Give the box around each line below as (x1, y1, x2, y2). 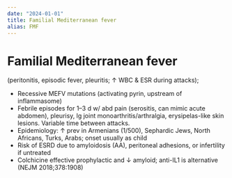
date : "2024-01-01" (7, 10, 64, 17)
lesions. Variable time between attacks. (17, 119, 130, 127)
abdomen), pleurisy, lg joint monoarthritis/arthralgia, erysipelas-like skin (17, 112, 224, 120)
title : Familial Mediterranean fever (7, 17, 117, 24)
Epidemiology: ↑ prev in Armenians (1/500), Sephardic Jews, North (17, 127, 211, 135)
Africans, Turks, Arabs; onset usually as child (17, 133, 148, 143)
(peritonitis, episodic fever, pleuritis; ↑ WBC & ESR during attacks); (7, 76, 199, 84)
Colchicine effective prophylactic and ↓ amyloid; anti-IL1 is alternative (17, 156, 218, 164)
